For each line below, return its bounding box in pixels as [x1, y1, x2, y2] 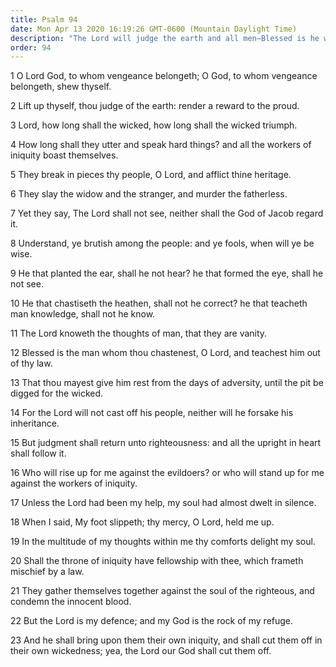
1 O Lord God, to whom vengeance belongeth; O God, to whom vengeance [10, 70, 318, 82]
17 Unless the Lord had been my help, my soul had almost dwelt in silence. [10, 497, 317, 509]
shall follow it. [10, 447, 67, 460]
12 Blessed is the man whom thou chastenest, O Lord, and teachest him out [10, 347, 321, 359]
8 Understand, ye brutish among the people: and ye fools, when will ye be [10, 237, 315, 250]
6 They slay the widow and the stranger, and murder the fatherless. [10, 188, 288, 200]
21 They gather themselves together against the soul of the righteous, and [10, 585, 315, 597]
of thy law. [10, 357, 53, 370]
